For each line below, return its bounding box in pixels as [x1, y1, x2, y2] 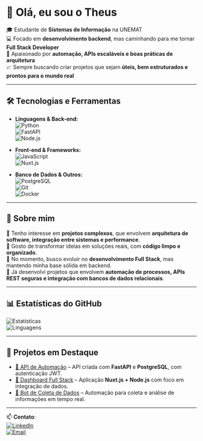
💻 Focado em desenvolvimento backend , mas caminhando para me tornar [6, 35, 195, 42]
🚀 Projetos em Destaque [6, 347, 98, 357]
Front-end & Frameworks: [14, 146, 82, 153]
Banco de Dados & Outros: [14, 171, 83, 178]
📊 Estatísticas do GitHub [6, 298, 102, 308]
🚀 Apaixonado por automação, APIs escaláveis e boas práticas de [6, 50, 173, 57]
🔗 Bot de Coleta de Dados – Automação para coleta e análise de [14, 389, 175, 396]
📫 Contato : [6, 413, 36, 420]
